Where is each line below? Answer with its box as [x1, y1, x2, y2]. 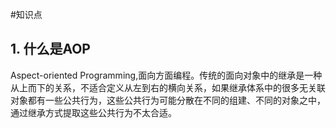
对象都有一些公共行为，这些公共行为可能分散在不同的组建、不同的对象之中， [10, 94, 326, 106]
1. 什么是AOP [10, 41, 91, 58]
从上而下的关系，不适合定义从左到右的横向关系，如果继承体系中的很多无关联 [10, 81, 326, 93]
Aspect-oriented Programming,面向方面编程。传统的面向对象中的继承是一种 [10, 69, 323, 81]
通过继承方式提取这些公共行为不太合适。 [10, 106, 177, 118]
